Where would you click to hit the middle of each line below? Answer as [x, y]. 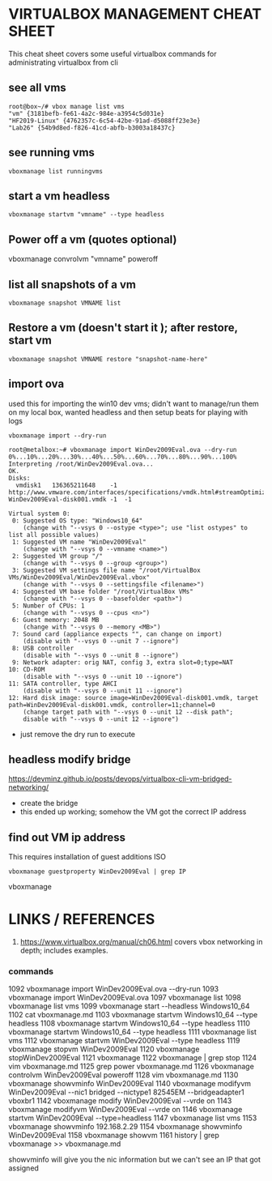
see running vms [52, 153]
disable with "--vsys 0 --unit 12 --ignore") [101, 719]
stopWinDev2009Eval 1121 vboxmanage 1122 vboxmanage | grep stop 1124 [133, 1058]
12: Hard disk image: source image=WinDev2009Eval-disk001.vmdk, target [134, 697]
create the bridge [49, 804]
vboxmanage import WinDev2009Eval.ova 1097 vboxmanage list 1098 [125, 998]
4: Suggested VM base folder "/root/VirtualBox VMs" [103, 591]
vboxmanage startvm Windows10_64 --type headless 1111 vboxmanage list [132, 1032]
